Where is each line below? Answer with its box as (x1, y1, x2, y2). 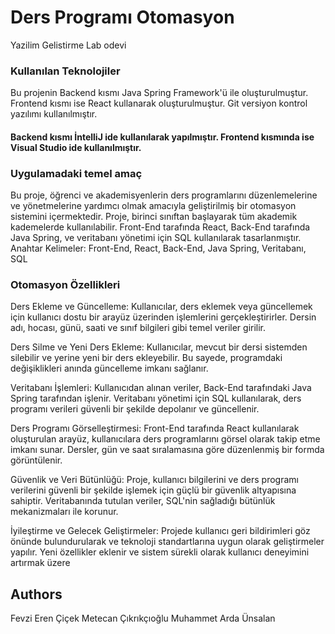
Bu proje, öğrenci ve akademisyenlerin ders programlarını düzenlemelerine (10, 189, 318, 201)
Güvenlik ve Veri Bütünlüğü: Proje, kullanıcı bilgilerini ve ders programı (10, 474, 299, 486)
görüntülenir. (10, 454, 63, 466)
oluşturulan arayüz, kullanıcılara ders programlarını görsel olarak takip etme (10, 433, 321, 445)
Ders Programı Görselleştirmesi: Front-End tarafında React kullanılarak (10, 422, 300, 435)
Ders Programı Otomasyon (10, 6, 235, 29)
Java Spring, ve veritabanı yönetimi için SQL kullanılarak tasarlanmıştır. (10, 232, 302, 244)
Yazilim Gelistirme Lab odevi (10, 39, 127, 51)
